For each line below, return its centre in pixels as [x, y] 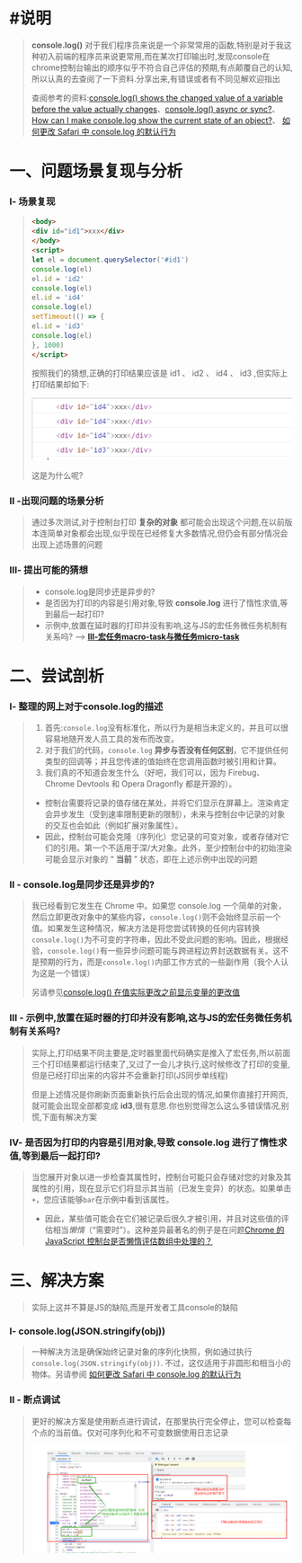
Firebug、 [246, 773]
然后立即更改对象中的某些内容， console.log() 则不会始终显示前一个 [156, 917]
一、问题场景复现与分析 [96, 171]
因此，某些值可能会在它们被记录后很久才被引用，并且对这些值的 [163, 1219]
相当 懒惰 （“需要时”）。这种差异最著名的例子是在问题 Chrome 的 [169, 1230]
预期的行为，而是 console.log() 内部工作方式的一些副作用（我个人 [160, 962]
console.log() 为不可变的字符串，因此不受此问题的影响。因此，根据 [156, 939]
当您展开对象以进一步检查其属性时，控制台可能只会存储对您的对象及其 [161, 1177]
